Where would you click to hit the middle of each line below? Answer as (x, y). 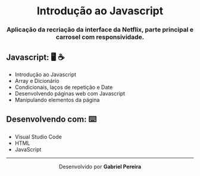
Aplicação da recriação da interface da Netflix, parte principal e (100, 30)
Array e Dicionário (37, 81)
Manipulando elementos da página (57, 100)
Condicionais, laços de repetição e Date (64, 87)
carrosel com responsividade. (100, 37)
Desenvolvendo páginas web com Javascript (70, 93)
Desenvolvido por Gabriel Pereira (100, 166)
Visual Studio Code (38, 137)
